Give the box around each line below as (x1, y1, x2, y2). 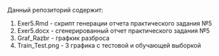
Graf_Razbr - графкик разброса (17, 34, 110, 42)
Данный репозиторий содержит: (7, 6, 104, 14)
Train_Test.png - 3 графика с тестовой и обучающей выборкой (17, 41, 202, 49)
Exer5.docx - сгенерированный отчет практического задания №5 (17, 27, 210, 35)
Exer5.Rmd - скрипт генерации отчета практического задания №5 (17, 19, 213, 27)
